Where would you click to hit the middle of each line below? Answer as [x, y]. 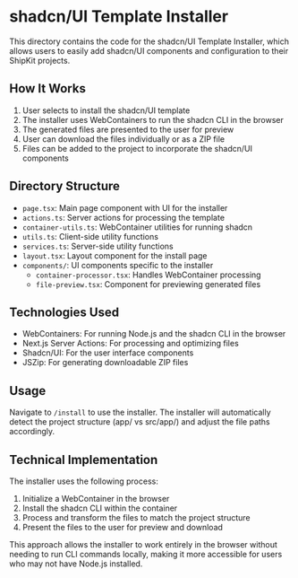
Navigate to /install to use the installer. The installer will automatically [140, 412]
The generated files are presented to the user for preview [128, 129]
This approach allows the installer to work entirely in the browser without [143, 544]
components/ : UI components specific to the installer [118, 265]
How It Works [48, 88]
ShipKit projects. [40, 60]
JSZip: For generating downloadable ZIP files [105, 363]
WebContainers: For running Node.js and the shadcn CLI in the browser [154, 334]
